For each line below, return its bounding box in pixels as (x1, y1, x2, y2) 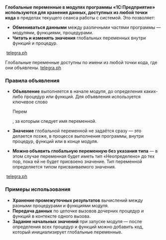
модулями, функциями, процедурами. (12, 30, 93, 35)
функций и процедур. (12, 40, 58, 46)
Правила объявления (5, 77, 60, 84)
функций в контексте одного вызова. (12, 213, 91, 219)
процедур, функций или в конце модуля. (12, 139, 98, 145)
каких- (143, 88, 158, 94)
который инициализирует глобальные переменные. (12, 229, 123, 235)
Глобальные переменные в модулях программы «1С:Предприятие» (5, 4, 156, 10)
